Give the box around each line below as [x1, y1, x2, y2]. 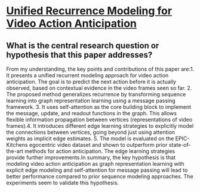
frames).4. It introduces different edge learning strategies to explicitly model [6, 122, 194, 129]
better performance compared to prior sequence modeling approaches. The [6, 173, 193, 180]
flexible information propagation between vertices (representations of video [6, 116, 193, 123]
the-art [6, 147, 24, 155]
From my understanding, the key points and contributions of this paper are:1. [6, 65, 195, 73]
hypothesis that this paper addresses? [6, 49, 153, 60]
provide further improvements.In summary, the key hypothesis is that [6, 154, 176, 161]
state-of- [168, 141, 191, 148]
